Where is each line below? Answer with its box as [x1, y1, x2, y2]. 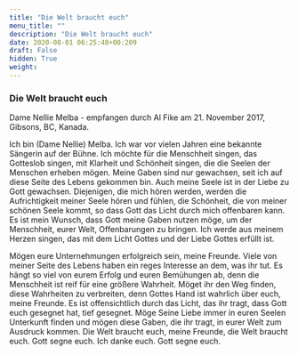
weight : [9, 63, 38, 72]
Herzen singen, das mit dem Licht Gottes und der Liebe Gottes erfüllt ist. [9, 233, 275, 245]
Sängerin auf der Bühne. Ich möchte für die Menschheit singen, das [9, 149, 258, 159]
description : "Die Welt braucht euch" [9, 29, 153, 38]
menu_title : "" [9, 21, 66, 30]
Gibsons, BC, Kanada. [9, 122, 90, 133]
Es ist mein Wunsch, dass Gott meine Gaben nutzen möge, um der [9, 214, 253, 225]
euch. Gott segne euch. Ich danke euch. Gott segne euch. [9, 335, 221, 347]
